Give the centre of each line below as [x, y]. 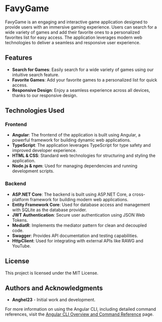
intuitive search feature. [36, 75]
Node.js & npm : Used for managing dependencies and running [75, 166]
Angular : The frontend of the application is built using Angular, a [76, 135]
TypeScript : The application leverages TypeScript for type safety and [81, 145]
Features [19, 58]
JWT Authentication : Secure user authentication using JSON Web [78, 215]
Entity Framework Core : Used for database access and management [81, 204]
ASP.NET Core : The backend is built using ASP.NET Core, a [72, 194]
